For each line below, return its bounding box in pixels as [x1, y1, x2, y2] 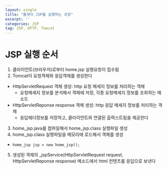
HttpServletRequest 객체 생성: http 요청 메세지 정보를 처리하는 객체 [12, 83, 145, 89]
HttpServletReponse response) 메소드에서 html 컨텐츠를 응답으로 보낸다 [12, 158, 156, 164]
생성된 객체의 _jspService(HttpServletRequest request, [12, 152, 123, 158]
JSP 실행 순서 [5, 49, 58, 60]
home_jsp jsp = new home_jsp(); [12, 142, 80, 147]
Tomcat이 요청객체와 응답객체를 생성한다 [12, 73, 92, 79]
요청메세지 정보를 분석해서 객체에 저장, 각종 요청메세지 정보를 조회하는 [19, 89, 156, 95]
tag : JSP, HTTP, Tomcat [5, 26, 55, 31]
